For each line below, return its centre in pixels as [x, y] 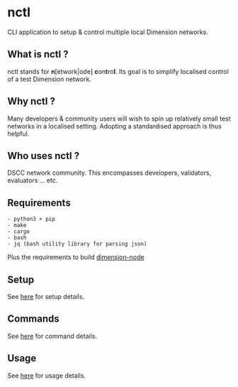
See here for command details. [52, 336]
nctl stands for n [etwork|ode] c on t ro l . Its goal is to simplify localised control [118, 71]
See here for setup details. [46, 296]
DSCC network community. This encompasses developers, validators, [109, 173]
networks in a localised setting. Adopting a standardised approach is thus [114, 126]
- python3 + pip [31, 219]
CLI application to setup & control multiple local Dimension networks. [108, 32]
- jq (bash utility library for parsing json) [77, 244]
